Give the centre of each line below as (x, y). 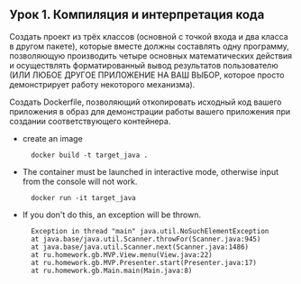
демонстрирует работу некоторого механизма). (102, 84)
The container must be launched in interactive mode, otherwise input (150, 171)
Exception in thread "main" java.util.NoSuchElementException (150, 231)
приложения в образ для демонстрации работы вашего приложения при (150, 111)
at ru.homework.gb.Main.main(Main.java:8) (112, 270)
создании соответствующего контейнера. (90, 121)
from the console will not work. (80, 181)
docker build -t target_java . (90, 155)
